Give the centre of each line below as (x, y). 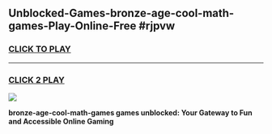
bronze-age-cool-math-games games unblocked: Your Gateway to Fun (130, 112)
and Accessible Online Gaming (61, 121)
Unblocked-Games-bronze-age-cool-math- (121, 13)
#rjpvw (157, 26)
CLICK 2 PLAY (36, 80)
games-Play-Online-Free (72, 26)
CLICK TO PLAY (40, 50)
